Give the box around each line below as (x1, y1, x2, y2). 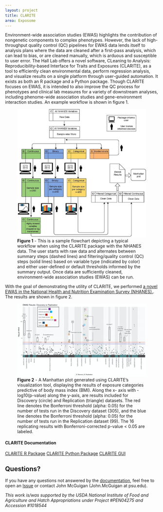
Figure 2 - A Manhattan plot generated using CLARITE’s (17, 377, 129, 383)
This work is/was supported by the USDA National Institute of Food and (5, 492, 149, 498)
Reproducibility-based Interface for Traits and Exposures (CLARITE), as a (5, 63, 152, 69)
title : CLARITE (5, 13, 36, 18)
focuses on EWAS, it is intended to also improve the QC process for (5, 84, 140, 90)
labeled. (17, 428, 34, 434)
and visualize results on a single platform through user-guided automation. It (5, 73, 158, 79)
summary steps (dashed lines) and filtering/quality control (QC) (17, 253, 145, 259)
